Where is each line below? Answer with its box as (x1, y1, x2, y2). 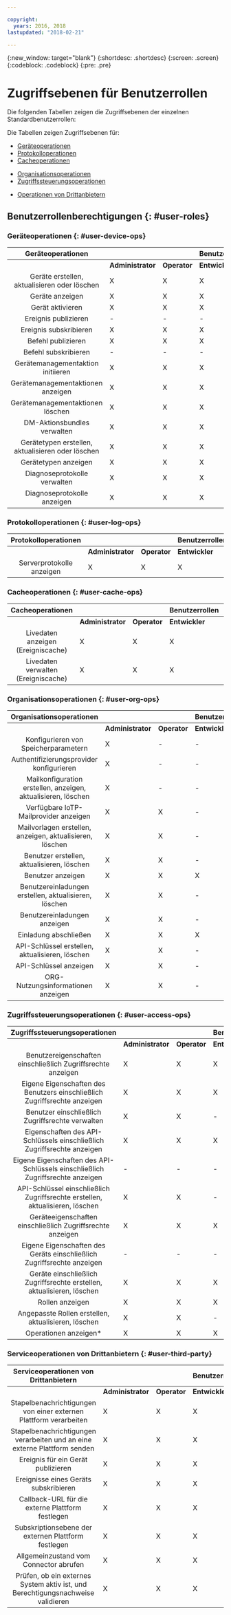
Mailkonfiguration (26, 774, 83, 784)
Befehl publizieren (27, 336, 86, 345)
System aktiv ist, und (19, 1580, 87, 1590)
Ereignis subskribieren (20, 325, 93, 334)
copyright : (7, 16, 38, 23)
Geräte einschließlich (30, 1269, 98, 1279)
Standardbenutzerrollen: (7, 115, 76, 124)
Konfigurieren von (25, 734, 84, 744)
